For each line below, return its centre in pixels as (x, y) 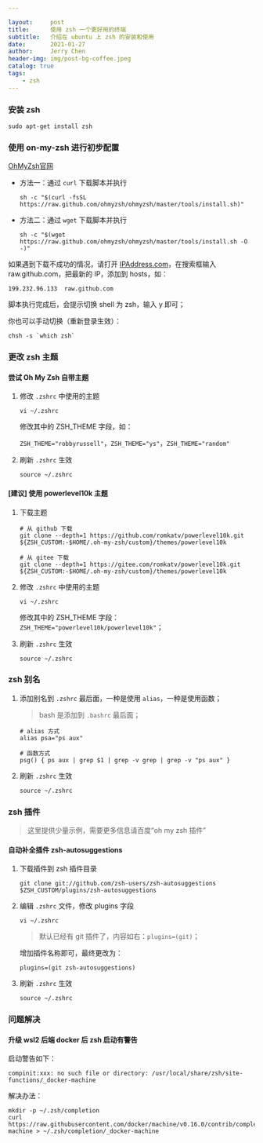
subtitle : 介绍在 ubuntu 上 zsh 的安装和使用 (81, 37)
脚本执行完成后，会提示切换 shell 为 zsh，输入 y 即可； (97, 305)
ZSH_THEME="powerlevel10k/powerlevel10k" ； (91, 627)
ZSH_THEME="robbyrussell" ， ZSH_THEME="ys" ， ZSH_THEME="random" (124, 444)
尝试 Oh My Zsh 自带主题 (49, 377)
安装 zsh (24, 109)
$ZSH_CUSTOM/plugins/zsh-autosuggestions (88, 891)
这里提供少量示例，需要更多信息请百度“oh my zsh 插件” (116, 831)
